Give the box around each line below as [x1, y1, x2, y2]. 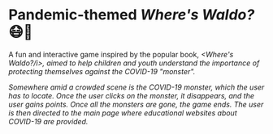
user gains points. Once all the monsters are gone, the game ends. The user [8, 99, 264, 109]
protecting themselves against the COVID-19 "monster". [8, 66, 196, 76]
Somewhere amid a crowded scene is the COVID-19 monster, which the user [8, 82, 265, 92]
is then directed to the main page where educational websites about [8, 107, 237, 118]
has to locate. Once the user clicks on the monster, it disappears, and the [8, 90, 254, 100]
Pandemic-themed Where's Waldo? [8, 6, 255, 24]
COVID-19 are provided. [8, 116, 89, 126]
